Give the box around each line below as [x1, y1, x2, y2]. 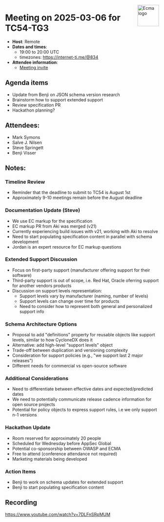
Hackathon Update [5, 424, 51, 431]
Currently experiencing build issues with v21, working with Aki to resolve [12, 228, 158, 234]
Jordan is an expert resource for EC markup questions [12, 244, 122, 250]
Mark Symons [12, 134, 41, 140]
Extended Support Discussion [5, 256, 78, 263]
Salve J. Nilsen [12, 139, 42, 145]
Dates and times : [12, 44, 47, 50]
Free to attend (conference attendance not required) [12, 451, 118, 457]
